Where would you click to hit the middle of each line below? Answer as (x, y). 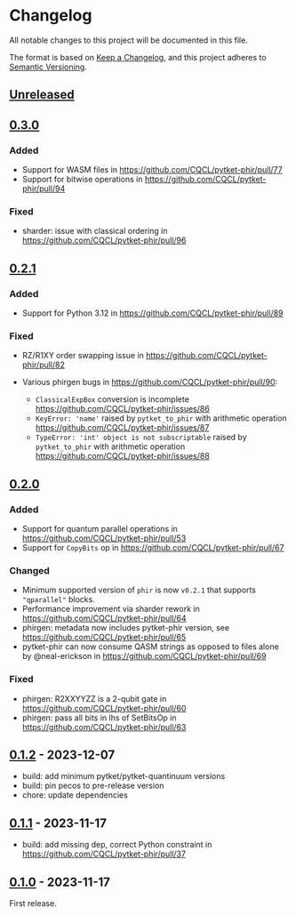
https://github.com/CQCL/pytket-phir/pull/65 (104, 638)
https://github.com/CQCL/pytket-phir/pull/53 (104, 538)
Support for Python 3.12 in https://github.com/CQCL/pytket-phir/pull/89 (152, 313)
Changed (30, 570)
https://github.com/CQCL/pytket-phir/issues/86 (123, 409)
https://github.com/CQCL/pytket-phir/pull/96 (104, 240)
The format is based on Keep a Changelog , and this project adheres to (138, 57)
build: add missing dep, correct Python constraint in (117, 845)
